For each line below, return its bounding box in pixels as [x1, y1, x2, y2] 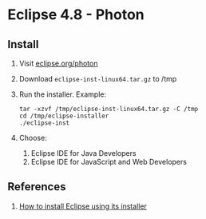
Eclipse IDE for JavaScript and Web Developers [30, 157, 187, 166]
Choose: [18, 133, 47, 142]
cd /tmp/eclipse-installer [18, 112, 109, 120]
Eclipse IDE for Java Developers [30, 149, 137, 157]
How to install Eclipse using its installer [18, 201, 147, 211]
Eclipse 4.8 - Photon [7, 6, 145, 24]
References [7, 180, 66, 193]
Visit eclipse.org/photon [18, 58, 98, 68]
